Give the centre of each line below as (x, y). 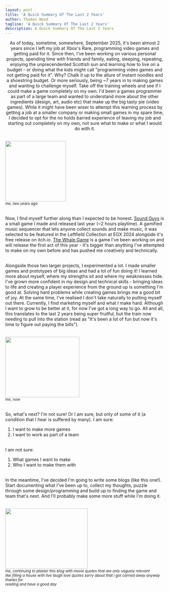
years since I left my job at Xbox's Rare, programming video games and (85, 48)
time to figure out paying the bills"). (42, 324)
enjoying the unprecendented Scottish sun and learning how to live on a (85, 64)
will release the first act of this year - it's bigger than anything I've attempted (85, 245)
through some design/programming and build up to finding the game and (81, 491)
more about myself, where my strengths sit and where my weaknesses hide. (84, 276)
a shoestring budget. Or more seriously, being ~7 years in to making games (85, 81)
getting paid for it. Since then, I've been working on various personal (85, 54)
